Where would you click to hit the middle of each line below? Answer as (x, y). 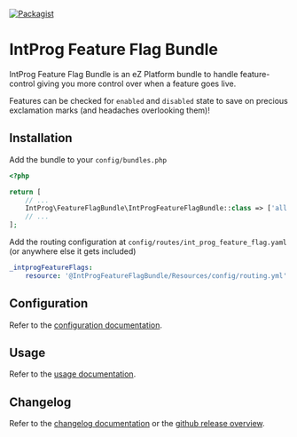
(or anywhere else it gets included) (73, 251)
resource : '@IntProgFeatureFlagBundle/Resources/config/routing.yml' (156, 275)
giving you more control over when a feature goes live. (137, 83)
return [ (25, 192)
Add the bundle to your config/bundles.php (88, 159)
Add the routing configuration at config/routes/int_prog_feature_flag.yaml (148, 242)
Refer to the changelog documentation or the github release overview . (137, 424)
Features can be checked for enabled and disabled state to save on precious (148, 100)
